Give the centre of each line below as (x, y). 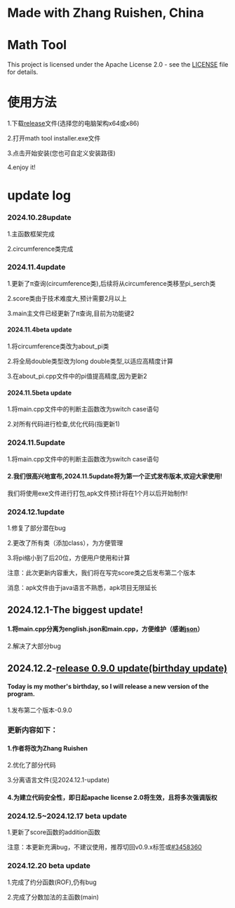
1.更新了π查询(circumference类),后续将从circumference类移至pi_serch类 (112, 283)
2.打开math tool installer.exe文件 (54, 138)
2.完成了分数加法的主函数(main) (53, 897)
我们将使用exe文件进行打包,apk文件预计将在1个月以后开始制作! (98, 493)
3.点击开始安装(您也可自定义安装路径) (61, 153)
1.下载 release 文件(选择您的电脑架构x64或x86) (73, 124)
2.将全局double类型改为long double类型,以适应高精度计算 (90, 361)
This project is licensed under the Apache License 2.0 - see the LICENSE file (118, 65)
